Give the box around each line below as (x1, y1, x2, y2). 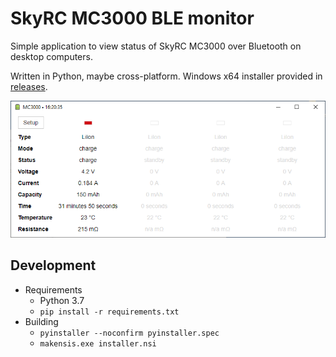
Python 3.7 (39, 294, 85, 306)
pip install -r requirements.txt (39, 307, 180, 317)
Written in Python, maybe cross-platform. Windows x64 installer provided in (10, 70, 323, 82)
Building (24, 315, 59, 327)
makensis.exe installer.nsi (39, 338, 157, 349)
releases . (10, 80, 48, 92)
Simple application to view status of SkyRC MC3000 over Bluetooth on (10, 40, 302, 52)
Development (10, 257, 97, 274)
